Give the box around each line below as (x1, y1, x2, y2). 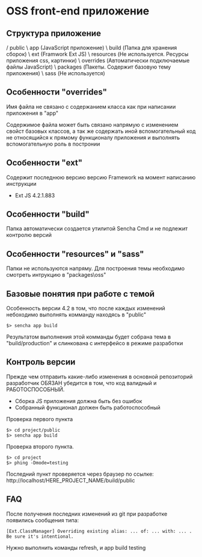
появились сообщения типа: (6, 516, 79, 524)
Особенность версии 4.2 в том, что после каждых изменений (6, 305, 165, 312)
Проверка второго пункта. (6, 443, 74, 450)
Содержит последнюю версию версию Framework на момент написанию (6, 173, 196, 181)
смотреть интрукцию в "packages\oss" (6, 271, 106, 278)
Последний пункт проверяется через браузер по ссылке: (6, 470, 155, 478)
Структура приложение (6, 28, 101, 38)
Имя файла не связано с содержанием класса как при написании (6, 103, 176, 110)
